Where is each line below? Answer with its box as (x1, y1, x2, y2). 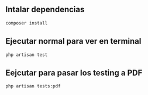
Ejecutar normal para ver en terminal (5, 36, 142, 46)
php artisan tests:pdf (5, 83, 61, 89)
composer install (5, 20, 48, 26)
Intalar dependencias (5, 5, 85, 15)
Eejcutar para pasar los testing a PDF (5, 68, 143, 78)
